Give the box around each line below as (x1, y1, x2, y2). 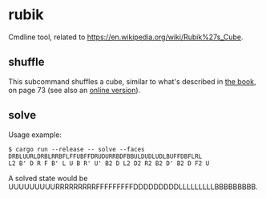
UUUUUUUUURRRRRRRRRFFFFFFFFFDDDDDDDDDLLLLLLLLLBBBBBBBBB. (8, 182, 258, 192)
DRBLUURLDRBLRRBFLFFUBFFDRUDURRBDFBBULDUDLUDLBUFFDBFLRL (8, 152, 203, 160)
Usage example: (8, 130, 62, 139)
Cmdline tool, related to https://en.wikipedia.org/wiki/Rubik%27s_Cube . (8, 32, 244, 42)
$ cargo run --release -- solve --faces (8, 145, 146, 153)
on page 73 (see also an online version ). (8, 85, 141, 95)
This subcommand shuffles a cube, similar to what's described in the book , (8, 76, 256, 86)
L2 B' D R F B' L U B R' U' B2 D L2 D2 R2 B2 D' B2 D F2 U (8, 159, 210, 168)
